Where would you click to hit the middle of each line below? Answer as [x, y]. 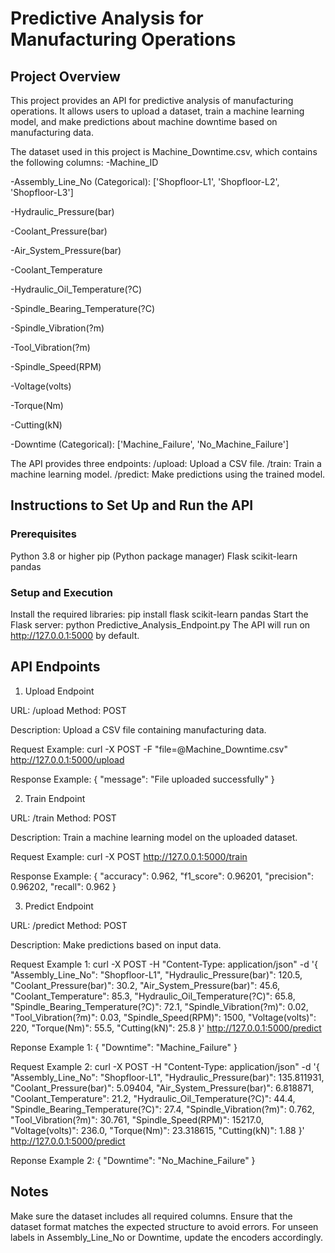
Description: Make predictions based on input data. [116, 944]
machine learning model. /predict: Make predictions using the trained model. [168, 474]
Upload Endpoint [59, 691]
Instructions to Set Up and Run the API [132, 505]
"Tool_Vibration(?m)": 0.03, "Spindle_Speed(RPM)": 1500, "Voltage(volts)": [163, 1017]
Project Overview [65, 76]
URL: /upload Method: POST [68, 710]
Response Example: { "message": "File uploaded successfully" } [142, 779]
